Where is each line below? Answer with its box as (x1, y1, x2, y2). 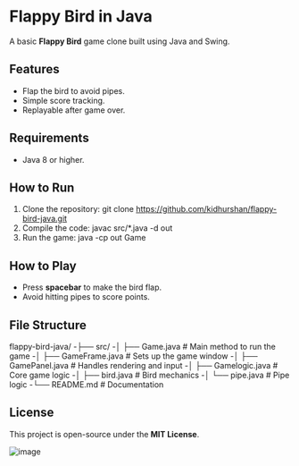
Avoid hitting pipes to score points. (21, 292, 150, 302)
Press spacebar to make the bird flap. (21, 282, 162, 292)
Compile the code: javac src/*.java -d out (21, 223, 173, 233)
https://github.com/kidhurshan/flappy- (135, 204, 278, 215)
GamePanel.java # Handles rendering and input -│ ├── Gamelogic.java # (9, 360, 278, 370)
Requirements (9, 131, 89, 146)
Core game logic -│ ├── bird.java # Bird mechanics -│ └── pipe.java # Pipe (9, 369, 290, 380)
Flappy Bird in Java (9, 6, 154, 27)
